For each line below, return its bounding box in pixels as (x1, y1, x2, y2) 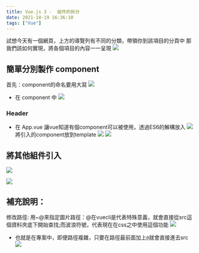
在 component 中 (14, 94, 57, 101)
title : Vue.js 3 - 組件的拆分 (6, 8, 80, 15)
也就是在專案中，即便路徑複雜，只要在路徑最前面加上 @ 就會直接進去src (14, 234, 189, 241)
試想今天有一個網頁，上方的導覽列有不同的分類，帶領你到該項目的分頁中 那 (6, 37, 192, 44)
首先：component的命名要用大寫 (6, 81, 87, 88)
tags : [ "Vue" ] (6, 20, 42, 26)
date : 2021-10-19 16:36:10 (6, 14, 74, 20)
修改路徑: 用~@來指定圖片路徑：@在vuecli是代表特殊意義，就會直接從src (6, 214, 187, 221)
